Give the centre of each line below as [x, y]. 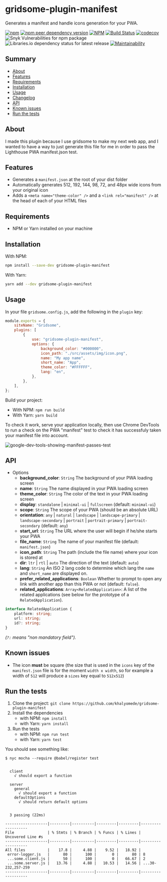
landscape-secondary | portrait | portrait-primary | [73, 520]
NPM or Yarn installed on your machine [52, 229]
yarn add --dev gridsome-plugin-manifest [49, 284]
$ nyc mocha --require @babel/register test [52, 758]
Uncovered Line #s [24, 837]
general [22, 789]
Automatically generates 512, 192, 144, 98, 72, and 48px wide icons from [87, 185]
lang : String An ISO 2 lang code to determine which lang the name [87, 568]
